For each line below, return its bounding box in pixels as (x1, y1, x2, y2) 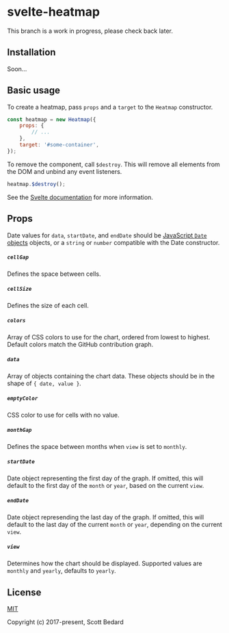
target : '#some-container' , (19, 142, 99, 148)
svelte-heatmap (7, 4, 100, 20)
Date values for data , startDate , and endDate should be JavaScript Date (7, 231, 207, 240)
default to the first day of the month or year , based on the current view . (7, 482, 204, 490)
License (7, 586, 42, 598)
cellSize (7, 285, 32, 293)
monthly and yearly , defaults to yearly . (7, 567, 116, 575)
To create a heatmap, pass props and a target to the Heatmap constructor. (7, 103, 213, 111)
